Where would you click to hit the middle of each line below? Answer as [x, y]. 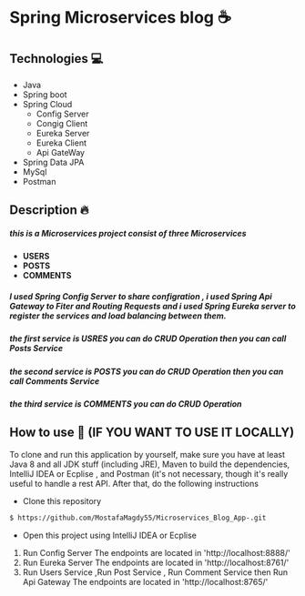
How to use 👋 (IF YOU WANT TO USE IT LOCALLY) [152, 433]
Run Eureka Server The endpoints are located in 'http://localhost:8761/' [156, 562]
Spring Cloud [47, 104]
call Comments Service [55, 381]
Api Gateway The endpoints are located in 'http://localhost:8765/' [145, 581]
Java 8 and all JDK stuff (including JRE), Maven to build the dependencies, [150, 464]
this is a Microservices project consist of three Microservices [128, 233]
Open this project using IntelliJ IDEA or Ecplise [110, 535]
